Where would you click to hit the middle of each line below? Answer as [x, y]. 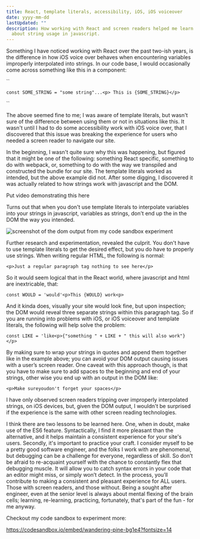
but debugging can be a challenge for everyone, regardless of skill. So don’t [99, 456]
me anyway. [21, 507]
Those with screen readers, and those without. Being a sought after [89, 488]
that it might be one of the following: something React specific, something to [100, 158]
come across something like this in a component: [67, 70]
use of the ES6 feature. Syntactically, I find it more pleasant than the [90, 430]
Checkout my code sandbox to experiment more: [66, 518]
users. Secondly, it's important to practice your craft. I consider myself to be [100, 443]
